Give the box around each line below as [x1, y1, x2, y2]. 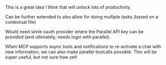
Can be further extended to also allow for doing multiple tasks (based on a [5, 14, 158, 19]
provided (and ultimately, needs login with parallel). [5, 34, 111, 40]
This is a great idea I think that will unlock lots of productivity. [5, 4, 131, 10]
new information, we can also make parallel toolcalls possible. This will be [5, 49, 157, 55]
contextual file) [5, 19, 36, 25]
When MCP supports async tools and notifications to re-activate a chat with [5, 44, 161, 49]
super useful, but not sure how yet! [5, 54, 77, 60]
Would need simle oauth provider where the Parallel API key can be [5, 29, 144, 34]
